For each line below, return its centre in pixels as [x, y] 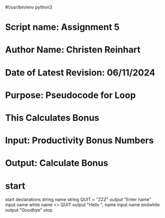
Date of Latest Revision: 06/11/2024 [80, 73]
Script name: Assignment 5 [62, 27]
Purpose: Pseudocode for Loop [71, 95]
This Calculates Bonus [52, 118]
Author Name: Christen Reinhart [73, 50]
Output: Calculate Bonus [57, 163]
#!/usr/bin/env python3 [29, 7]
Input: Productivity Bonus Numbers [80, 140]
